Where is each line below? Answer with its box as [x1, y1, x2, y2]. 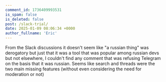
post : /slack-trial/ [5, 21, 49, 27]
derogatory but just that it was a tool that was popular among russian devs [5, 50, 159, 56]
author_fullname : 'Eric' [5, 31, 57, 36]
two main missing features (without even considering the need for [5, 66, 142, 72]
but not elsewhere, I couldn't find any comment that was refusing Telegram [5, 55, 161, 61]
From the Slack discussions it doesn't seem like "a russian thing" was [5, 45, 149, 50]
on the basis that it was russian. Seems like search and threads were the [5, 61, 155, 66]
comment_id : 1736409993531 [5, 7, 62, 13]
